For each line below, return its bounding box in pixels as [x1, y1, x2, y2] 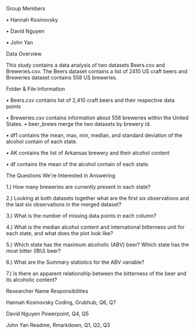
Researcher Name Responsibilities [6, 288, 89, 294]
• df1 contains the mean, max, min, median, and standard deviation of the [6, 132, 183, 139]
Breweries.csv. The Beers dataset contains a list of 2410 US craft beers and [6, 68, 188, 75]
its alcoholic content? [6, 276, 57, 283]
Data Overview [6, 50, 42, 57]
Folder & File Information [6, 85, 65, 92]
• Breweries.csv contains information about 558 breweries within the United [6, 114, 189, 121]
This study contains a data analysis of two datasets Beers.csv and [6, 61, 165, 68]
